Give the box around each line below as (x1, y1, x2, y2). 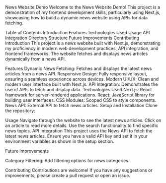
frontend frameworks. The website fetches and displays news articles (5, 51, 148, 57)
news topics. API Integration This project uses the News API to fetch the (5, 128, 153, 133)
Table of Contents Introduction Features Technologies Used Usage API (5, 30, 150, 35)
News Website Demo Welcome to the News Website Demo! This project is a (5, 4, 161, 10)
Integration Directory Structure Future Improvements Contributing (5, 35, 139, 41)
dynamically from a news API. (5, 56, 66, 61)
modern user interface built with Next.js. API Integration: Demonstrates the (5, 81, 158, 87)
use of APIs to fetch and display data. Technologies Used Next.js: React (5, 87, 152, 92)
